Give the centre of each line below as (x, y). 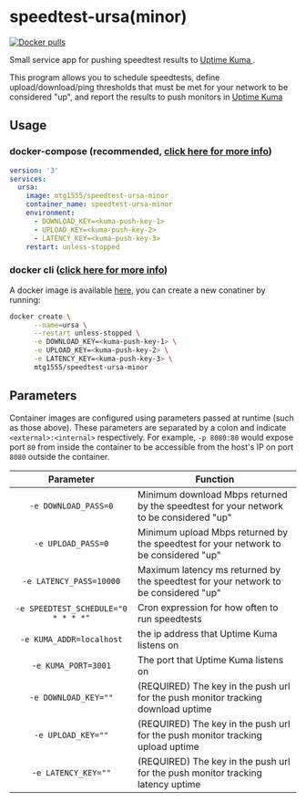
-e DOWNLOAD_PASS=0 (71, 505)
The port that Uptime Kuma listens (211, 660)
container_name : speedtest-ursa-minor (99, 204)
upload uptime (168, 746)
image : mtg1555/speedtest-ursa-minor (97, 196)
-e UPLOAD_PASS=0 (71, 543)
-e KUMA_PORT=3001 (71, 665)
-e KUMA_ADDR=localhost (71, 639)
